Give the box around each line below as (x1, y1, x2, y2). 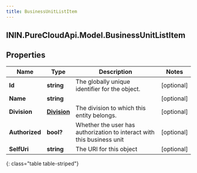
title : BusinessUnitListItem (6, 8, 77, 15)
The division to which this (75, 104, 146, 112)
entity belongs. (75, 111, 117, 119)
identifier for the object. (75, 84, 141, 93)
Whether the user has (75, 121, 135, 129)
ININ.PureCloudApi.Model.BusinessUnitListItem (6, 30, 186, 40)
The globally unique (75, 77, 130, 86)
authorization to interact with (75, 128, 155, 136)
